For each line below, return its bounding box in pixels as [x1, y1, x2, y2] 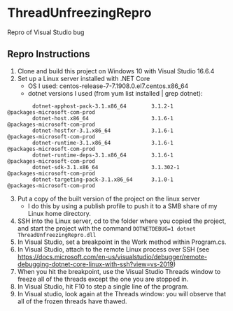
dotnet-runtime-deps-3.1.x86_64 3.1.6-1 [32, 152, 174, 159]
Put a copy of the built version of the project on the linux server [17, 194, 201, 203]
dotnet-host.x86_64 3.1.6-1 [32, 115, 174, 122]
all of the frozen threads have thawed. [17, 297, 127, 305]
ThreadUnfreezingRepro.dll [17, 231, 97, 238]
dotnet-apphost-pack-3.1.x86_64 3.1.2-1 [32, 103, 174, 110]
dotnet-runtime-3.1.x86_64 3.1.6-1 [32, 139, 174, 146]
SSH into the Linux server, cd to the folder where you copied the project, [17, 217, 227, 225]
